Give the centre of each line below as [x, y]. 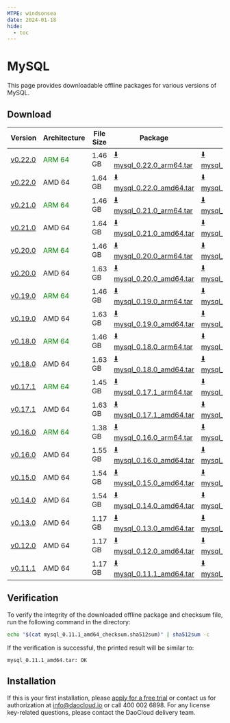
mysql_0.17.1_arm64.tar [153, 392]
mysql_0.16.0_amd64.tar [154, 460]
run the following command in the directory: [69, 622]
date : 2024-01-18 [32, 20]
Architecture [64, 138]
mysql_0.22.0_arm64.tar [153, 165]
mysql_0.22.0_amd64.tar [154, 188]
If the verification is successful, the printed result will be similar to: [101, 648]
